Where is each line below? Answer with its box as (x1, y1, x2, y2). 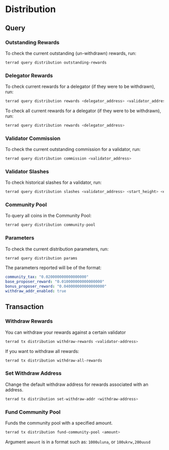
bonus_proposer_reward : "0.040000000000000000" (5, 284, 107, 289)
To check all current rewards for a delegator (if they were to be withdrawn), (5, 108, 161, 114)
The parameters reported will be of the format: (5, 265, 102, 271)
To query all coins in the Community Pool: (5, 213, 92, 219)
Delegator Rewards (5, 72, 53, 79)
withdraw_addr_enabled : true (5, 289, 66, 294)
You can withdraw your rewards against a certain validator (5, 329, 126, 335)
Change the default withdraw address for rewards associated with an (5, 381, 148, 387)
